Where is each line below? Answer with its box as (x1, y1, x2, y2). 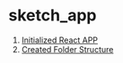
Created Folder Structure (21, 43, 114, 54)
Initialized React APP (21, 35, 99, 45)
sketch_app (8, 5, 97, 26)
